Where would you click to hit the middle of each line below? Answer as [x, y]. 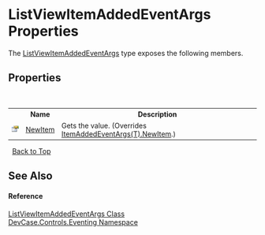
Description [157, 114]
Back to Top [31, 151]
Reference [26, 196]
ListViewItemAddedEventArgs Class [66, 214]
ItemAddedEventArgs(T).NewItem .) [119, 134]
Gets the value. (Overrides [105, 125]
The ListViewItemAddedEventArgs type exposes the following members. [126, 53]
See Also [30, 176]
